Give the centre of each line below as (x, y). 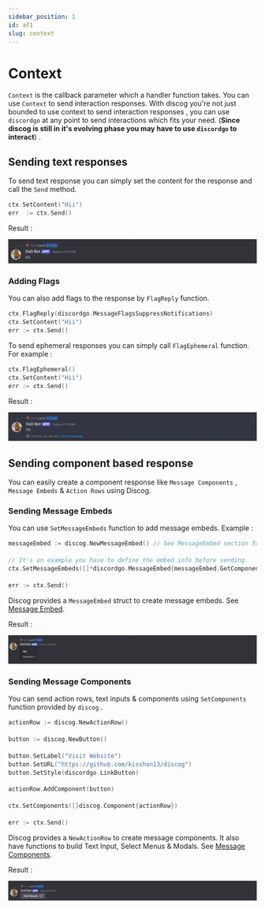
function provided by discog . (56, 707)
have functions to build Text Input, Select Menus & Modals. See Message (127, 846)
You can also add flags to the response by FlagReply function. (109, 298)
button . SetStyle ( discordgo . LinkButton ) (74, 772)
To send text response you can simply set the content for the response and (130, 181)
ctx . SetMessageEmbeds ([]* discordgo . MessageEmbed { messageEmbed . (114, 568)
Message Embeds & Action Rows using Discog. (80, 491)
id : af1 (21, 25)
